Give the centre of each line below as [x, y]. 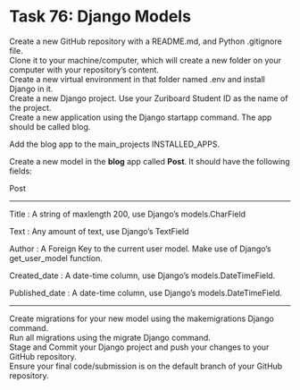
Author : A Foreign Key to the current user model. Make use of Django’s [140, 249]
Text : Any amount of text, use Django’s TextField [99, 231]
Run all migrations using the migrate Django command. [110, 337]
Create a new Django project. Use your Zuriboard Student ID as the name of [149, 98]
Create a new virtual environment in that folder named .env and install [137, 79]
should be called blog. [50, 126]
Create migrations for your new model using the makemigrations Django [142, 318]
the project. [30, 107]
